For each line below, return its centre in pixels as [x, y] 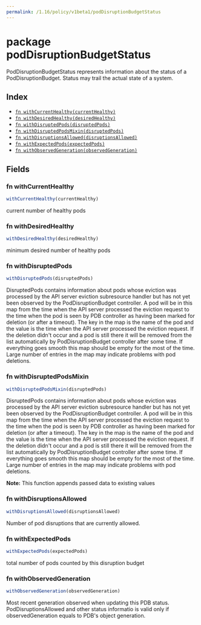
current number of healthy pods [46, 210]
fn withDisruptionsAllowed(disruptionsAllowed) [76, 138]
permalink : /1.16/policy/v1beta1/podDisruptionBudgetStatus [84, 12]
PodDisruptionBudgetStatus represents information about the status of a [97, 71]
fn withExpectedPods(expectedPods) [60, 144]
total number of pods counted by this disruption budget [75, 563]
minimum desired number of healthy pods [58, 250]
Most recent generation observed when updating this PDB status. [88, 603]
